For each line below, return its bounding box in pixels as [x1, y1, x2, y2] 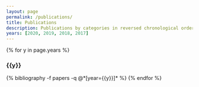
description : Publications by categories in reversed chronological [6, 25, 179, 31]
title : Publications [6, 19, 57, 25]
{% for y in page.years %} [6, 46, 70, 53]
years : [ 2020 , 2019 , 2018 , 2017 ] [6, 31, 89, 36]
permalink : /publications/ [6, 14, 73, 20]
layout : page [6, 8, 38, 15]
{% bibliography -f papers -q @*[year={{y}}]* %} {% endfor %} [6, 75, 162, 82]
